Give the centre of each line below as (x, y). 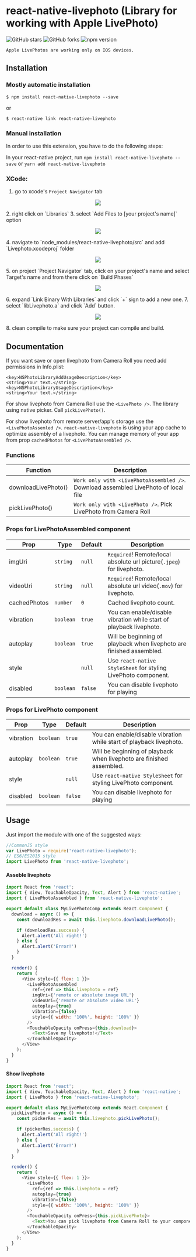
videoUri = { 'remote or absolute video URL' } (86, 1001)
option (14, 220)
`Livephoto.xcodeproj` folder (40, 249)
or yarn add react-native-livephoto (62, 163)
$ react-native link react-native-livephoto (61, 118)
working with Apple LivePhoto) (82, 23)
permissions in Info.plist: (36, 367)
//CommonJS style (27, 845)
